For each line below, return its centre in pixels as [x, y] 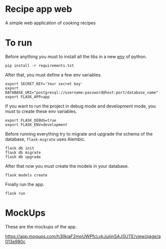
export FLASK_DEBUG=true [31, 120]
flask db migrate [23, 152]
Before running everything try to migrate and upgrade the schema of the [79, 134]
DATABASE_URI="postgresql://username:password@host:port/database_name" [82, 93]
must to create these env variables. [41, 111]
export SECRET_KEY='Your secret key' [44, 84]
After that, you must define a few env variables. [54, 75]
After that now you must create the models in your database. [67, 166]
